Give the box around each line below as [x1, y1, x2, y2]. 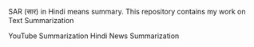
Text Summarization [8, 16, 74, 25]
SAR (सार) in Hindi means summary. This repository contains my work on [8, 7, 246, 16]
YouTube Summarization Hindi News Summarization [8, 31, 180, 41]
